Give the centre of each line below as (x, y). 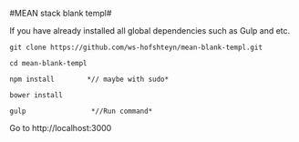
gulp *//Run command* (81, 111)
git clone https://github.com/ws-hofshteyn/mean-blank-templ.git (136, 47)
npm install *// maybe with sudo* (89, 79)
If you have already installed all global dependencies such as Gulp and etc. (150, 30)
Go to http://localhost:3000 (61, 128)
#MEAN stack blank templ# (61, 13)
